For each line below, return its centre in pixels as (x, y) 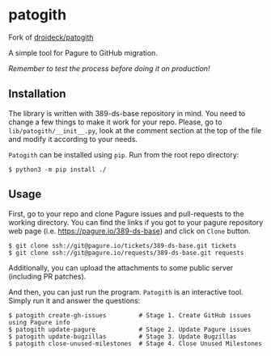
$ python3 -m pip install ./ (57, 170)
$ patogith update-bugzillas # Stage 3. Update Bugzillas (123, 337)
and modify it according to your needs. (73, 139)
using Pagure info (39, 322)
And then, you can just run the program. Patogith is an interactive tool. (126, 291)
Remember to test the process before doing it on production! (109, 68)
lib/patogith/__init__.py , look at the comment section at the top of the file (135, 130)
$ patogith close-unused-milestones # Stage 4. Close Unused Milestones (135, 343)
